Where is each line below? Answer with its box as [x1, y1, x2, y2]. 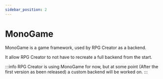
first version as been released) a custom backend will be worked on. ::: [5, 69, 148, 75]
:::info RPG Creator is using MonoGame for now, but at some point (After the [5, 63, 159, 69]
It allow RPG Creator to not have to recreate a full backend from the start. [5, 54, 153, 60]
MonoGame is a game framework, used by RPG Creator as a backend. [5, 45, 147, 51]
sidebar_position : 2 [5, 7, 47, 12]
